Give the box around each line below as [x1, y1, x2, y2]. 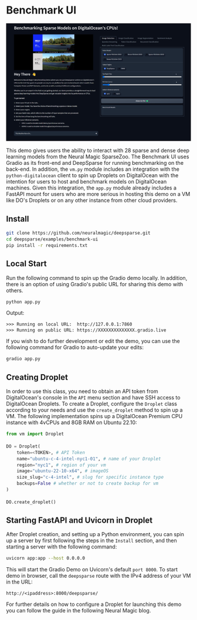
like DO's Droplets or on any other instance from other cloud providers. [6, 197, 178, 204]
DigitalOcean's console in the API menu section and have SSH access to [6, 394, 181, 401]
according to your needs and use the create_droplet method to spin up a [6, 406, 183, 414]
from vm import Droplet [6, 431, 64, 437]
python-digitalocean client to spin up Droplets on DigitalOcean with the [6, 172, 179, 179]
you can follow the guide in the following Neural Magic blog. [6, 607, 151, 614]
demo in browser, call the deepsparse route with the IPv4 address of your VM [6, 572, 191, 580]
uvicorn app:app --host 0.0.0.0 [6, 555, 85, 561]
